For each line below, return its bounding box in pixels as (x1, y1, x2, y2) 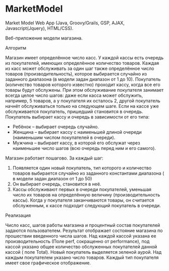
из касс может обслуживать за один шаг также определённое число (5, 65, 154, 71)
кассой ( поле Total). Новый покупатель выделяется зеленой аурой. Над (5, 249, 162, 255)
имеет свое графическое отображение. (5, 259, 91, 266)
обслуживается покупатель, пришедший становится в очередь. (5, 108, 143, 114)
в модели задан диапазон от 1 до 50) (12, 175, 92, 181)
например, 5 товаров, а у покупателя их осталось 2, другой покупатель (5, 97, 160, 104)
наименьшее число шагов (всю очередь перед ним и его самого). (12, 145, 156, 151)
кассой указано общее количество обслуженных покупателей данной (5, 244, 157, 250)
